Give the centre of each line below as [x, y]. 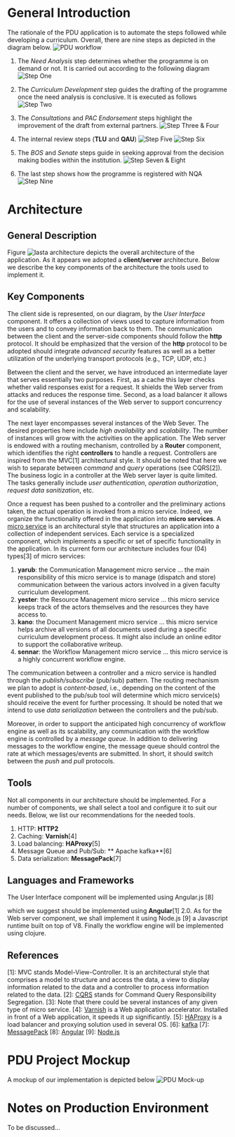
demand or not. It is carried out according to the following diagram [113, 68]
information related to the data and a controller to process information [108, 987]
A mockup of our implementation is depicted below [81, 1080]
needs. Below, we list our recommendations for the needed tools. [101, 815]
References [33, 955]
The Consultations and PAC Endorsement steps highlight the [105, 118]
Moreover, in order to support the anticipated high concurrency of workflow [116, 723]
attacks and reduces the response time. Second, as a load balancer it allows [117, 394]
